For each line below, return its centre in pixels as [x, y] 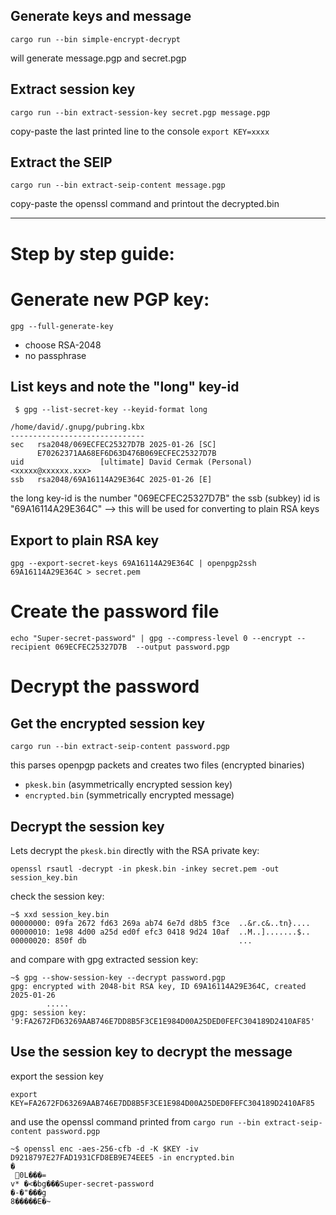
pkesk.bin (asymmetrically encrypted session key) [128, 785]
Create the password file [115, 611]
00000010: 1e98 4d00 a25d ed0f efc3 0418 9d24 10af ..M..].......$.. [160, 932]
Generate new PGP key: [110, 299]
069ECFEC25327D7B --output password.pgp [142, 647]
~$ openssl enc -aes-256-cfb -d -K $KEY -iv [104, 1149]
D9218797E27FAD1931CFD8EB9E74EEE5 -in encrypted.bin [122, 1157]
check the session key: [57, 896]
